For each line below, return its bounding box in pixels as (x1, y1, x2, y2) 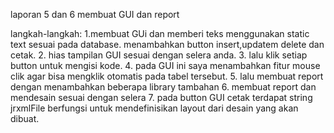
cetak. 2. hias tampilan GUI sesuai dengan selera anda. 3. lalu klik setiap (10, 49, 308, 61)
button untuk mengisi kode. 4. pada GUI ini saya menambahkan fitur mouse (10, 60, 321, 71)
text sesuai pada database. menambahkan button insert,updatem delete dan (10, 39, 325, 50)
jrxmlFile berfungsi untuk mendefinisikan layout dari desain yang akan (10, 102, 299, 114)
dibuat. (10, 113, 40, 124)
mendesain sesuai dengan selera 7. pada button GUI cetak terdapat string (10, 92, 313, 103)
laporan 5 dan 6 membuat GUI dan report (10, 9, 180, 20)
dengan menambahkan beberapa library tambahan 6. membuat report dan (10, 81, 317, 93)
